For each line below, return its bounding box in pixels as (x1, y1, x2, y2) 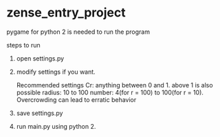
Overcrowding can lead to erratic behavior (16, 95, 137, 104)
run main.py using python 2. (16, 122, 96, 130)
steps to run (6, 41, 41, 49)
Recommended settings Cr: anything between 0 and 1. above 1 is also (16, 81, 214, 89)
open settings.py (16, 54, 65, 63)
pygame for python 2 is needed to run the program (6, 28, 151, 36)
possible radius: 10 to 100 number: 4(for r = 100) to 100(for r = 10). (16, 88, 204, 96)
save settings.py (16, 109, 63, 117)
